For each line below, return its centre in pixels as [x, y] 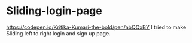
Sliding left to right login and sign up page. [58, 33]
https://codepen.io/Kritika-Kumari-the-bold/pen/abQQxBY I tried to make [96, 27]
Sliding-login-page [54, 11]
